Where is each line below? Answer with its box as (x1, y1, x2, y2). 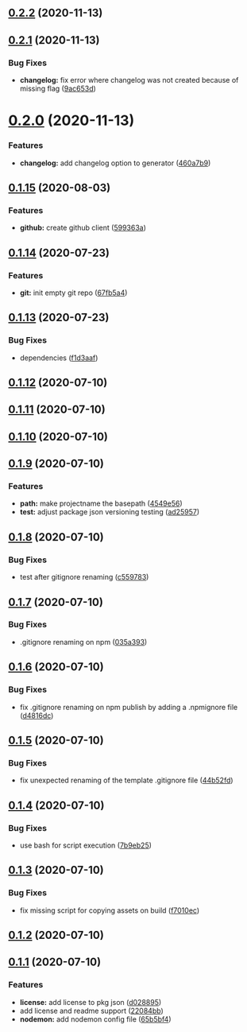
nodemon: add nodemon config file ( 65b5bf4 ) (19, 1014, 172, 1024)
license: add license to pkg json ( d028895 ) (19, 997, 162, 1007)
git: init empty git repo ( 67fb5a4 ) (19, 288, 128, 297)
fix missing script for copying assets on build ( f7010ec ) (19, 906, 200, 915)
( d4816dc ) (19, 711, 54, 720)
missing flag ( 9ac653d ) (19, 83, 97, 94)
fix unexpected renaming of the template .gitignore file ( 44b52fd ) (19, 775, 233, 786)
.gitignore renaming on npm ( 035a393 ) (19, 637, 148, 646)
